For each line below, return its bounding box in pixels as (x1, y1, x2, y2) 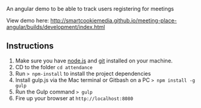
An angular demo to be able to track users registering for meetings (6, 5, 174, 12)
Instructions (6, 41, 54, 51)
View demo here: (6, 17, 49, 24)
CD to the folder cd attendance (15, 63, 93, 70)
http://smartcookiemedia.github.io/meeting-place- (50, 17, 177, 24)
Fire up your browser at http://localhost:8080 (15, 94, 133, 102)
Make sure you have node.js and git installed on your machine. (15, 57, 173, 64)
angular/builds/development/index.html (6, 24, 105, 30)
